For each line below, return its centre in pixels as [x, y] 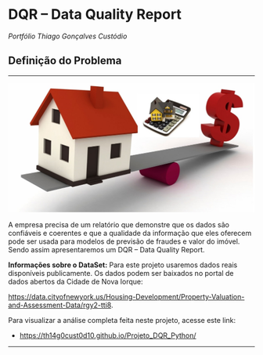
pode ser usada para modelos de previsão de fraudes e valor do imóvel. [124, 241]
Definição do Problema [65, 61]
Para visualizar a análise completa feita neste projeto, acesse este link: [122, 321]
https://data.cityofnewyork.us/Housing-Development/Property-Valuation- [126, 297]
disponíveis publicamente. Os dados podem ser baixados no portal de [121, 273]
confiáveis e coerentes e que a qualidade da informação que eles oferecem [130, 234]
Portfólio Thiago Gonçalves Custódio [68, 36]
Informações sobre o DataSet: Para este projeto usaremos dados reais [123, 265]
